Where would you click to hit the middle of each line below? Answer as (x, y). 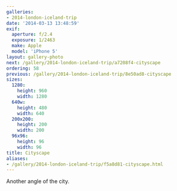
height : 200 (32, 125)
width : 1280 (32, 96)
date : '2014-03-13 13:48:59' (43, 23)
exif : (13, 29)
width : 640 (31, 113)
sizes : (14, 79)
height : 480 (32, 108)
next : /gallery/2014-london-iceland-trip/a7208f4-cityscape (84, 62)
